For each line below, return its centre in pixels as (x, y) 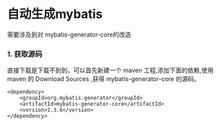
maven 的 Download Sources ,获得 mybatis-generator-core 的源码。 (104, 79)
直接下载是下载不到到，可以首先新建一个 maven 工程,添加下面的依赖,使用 (110, 70)
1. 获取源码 (25, 54)
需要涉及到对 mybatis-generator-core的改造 (69, 34)
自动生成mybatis (55, 14)
